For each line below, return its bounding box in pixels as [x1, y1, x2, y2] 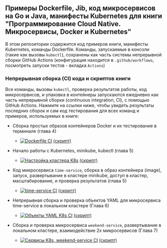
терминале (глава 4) [12, 128, 57, 134]
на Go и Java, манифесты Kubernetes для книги [5, 12, 162, 21]
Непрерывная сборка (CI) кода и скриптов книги [5, 75, 131, 82]
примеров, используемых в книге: [5, 113, 79, 119]
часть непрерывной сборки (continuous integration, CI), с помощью [5, 97, 149, 103]
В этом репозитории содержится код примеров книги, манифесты [5, 41, 148, 47]
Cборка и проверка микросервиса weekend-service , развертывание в [12, 222, 161, 228]
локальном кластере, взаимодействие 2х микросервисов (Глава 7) [12, 227, 158, 233]
